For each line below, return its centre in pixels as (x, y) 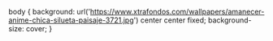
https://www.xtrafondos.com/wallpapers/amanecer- (177, 12)
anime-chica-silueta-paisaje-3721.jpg (71, 20)
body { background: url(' (50, 12)
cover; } (39, 29)
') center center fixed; (170, 20)
